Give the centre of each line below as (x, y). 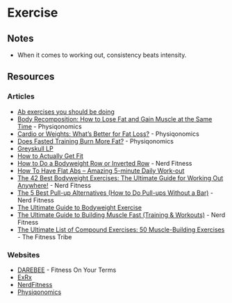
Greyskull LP (35, 148)
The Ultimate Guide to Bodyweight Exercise (80, 207)
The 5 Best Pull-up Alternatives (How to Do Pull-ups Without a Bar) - (115, 193)
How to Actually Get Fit (50, 156)
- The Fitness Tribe (44, 236)
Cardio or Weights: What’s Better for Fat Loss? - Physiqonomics (108, 134)
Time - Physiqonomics (49, 126)
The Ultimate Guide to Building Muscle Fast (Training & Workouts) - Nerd (121, 215)
